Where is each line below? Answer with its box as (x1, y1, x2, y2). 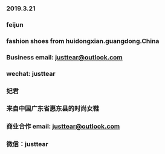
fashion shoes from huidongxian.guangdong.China (6, 36, 160, 45)
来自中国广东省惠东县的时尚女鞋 (6, 104, 100, 113)
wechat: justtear (6, 69, 56, 78)
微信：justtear (6, 140, 48, 149)
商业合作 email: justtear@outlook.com (6, 122, 120, 131)
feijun (6, 20, 24, 28)
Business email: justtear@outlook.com (6, 53, 123, 61)
